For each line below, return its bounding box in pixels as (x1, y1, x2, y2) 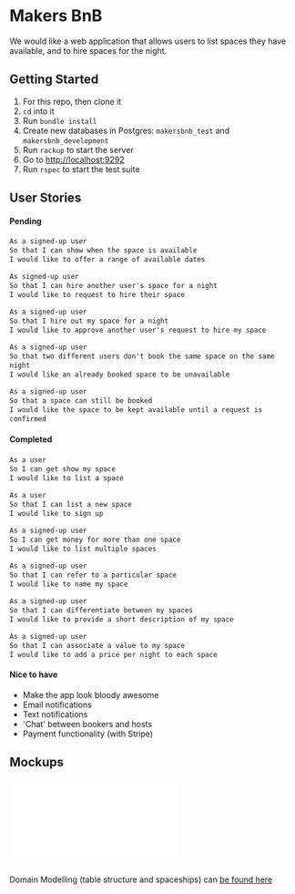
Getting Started (9, 72, 99, 87)
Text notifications (22, 708, 88, 720)
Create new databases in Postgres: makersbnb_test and (22, 125, 230, 136)
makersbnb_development (22, 136, 109, 146)
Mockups (9, 755, 65, 770)
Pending (9, 215, 43, 226)
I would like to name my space (9, 580, 128, 589)
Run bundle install (22, 115, 97, 126)
